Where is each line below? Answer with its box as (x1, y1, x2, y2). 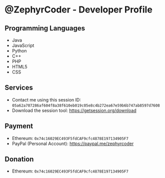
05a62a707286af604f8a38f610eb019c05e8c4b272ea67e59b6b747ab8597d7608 (11, 103, 160, 108)
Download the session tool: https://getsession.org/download (11, 107, 136, 113)
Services (4, 83, 33, 92)
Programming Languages (4, 24, 85, 32)
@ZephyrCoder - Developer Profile (4, 4, 153, 15)
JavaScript (11, 42, 34, 48)
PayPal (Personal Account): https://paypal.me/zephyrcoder (11, 140, 134, 146)
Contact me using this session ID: (11, 96, 81, 102)
